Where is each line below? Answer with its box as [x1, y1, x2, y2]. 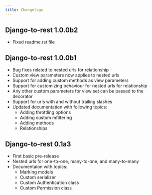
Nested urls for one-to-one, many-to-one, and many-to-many [12, 158, 140, 164]
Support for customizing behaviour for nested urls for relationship [12, 83, 148, 89]
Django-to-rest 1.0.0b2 [5, 26, 78, 34]
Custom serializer [19, 174, 56, 180]
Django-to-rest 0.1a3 [5, 139, 71, 148]
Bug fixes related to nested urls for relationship [12, 67, 109, 73]
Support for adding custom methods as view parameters [12, 77, 129, 83]
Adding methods [19, 120, 54, 126]
